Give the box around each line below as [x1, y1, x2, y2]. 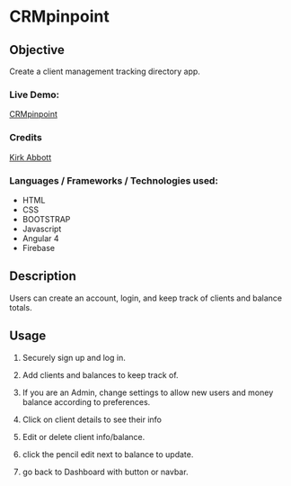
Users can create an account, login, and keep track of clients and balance [9, 292, 283, 303]
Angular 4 [22, 232, 60, 244]
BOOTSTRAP [22, 213, 71, 224]
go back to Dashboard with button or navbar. [22, 466, 189, 477]
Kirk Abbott [9, 151, 52, 163]
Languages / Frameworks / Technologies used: [9, 174, 218, 186]
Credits [9, 131, 42, 144]
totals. [9, 301, 33, 312]
